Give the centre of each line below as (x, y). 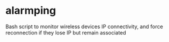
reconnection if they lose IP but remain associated (66, 32)
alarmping (31, 11)
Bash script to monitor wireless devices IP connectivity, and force (84, 26)
